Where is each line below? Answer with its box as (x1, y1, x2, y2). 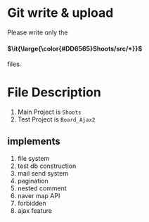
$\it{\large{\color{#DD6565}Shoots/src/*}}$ (7, 44, 143, 53)
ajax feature (17, 206, 53, 215)
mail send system (17, 169, 69, 177)
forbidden (17, 199, 46, 207)
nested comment (17, 184, 67, 192)
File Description (7, 84, 102, 100)
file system (17, 154, 50, 162)
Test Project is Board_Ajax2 (17, 115, 96, 124)
